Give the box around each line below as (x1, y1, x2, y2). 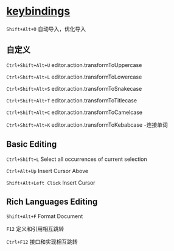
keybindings (6, 4, 71, 18)
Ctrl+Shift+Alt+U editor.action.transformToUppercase (6, 61, 142, 68)
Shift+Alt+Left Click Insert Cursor (6, 179, 96, 186)
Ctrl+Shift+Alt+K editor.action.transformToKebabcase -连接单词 (6, 121, 169, 129)
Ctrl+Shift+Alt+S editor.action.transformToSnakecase (6, 85, 142, 92)
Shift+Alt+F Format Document (6, 213, 83, 220)
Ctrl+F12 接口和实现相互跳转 (6, 238, 78, 246)
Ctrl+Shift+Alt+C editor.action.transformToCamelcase (6, 108, 143, 116)
